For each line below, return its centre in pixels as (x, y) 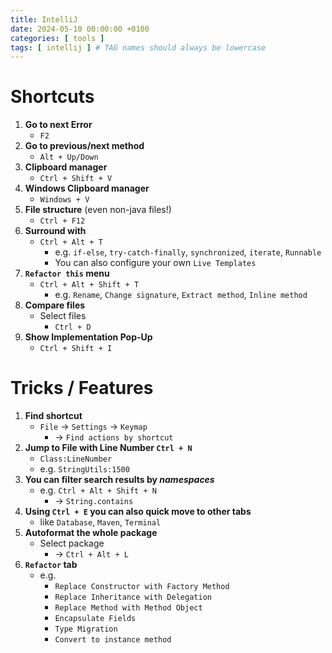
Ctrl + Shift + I (76, 349)
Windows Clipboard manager (87, 188)
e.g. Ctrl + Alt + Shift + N (98, 490)
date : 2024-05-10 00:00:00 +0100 (80, 29)
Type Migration (86, 629)
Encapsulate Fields (95, 619)
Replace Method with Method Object (128, 608)
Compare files (55, 305)
